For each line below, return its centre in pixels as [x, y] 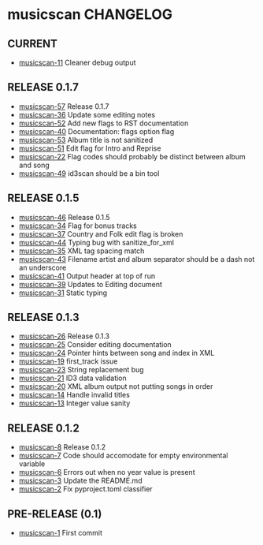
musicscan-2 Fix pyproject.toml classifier [85, 489]
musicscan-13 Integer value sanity [74, 403]
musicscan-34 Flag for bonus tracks [78, 226]
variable [32, 464]
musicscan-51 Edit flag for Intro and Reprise [90, 148]
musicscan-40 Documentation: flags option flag [96, 131]
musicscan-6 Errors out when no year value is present [107, 472]
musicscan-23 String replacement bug [81, 370]
